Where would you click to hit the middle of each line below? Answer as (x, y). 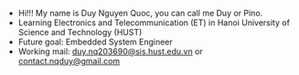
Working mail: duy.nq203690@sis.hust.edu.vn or (110, 52)
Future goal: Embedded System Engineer (96, 42)
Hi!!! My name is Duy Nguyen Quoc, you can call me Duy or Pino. (140, 13)
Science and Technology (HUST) (80, 32)
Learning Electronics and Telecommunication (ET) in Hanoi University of (154, 23)
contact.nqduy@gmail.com (69, 61)
